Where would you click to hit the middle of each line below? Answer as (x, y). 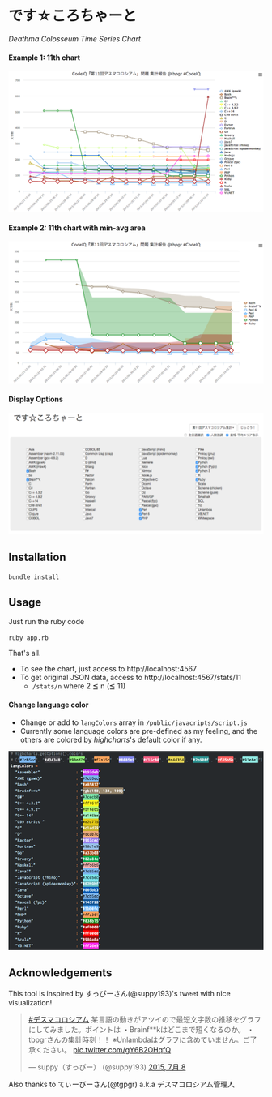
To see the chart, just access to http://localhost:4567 (108, 668)
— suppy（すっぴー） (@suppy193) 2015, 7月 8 (107, 1067)
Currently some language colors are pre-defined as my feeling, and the (138, 731)
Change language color (49, 705)
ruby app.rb (28, 638)
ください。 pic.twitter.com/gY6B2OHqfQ (103, 1049)
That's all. (25, 653)
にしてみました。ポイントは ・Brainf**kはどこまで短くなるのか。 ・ (141, 1029)
